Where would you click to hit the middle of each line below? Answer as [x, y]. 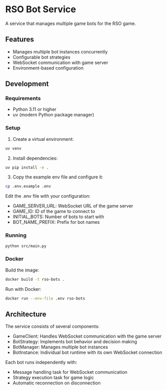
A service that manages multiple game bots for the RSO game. [71, 23]
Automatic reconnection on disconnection [57, 383]
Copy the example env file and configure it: [58, 177]
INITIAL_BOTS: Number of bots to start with [58, 217]
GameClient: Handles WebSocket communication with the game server [87, 336]
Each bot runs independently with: [41, 363]
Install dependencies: [35, 158]
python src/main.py [26, 246]
